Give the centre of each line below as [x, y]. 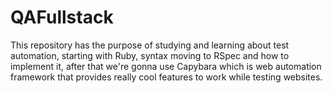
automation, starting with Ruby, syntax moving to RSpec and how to [150, 55]
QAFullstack [62, 17]
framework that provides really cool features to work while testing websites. [166, 77]
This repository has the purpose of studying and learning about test [150, 45]
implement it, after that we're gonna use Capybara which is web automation [166, 66]
